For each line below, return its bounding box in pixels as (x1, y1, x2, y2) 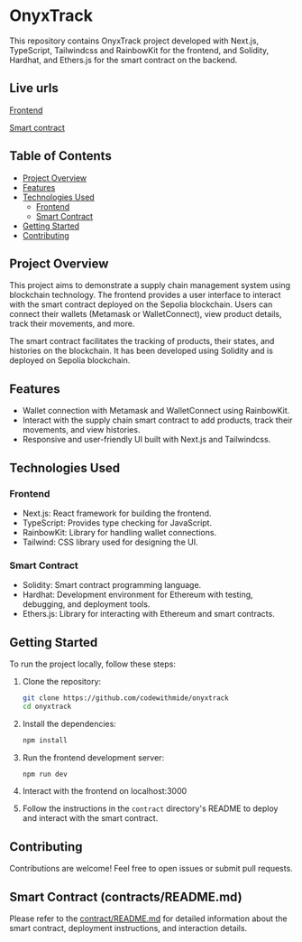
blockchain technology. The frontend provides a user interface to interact (9, 290, 281, 301)
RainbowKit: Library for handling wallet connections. (22, 527, 217, 537)
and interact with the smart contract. (22, 813, 159, 824)
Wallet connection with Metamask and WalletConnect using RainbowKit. (22, 406, 290, 416)
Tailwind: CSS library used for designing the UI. (22, 536, 198, 547)
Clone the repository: (22, 676, 102, 686)
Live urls (9, 80, 59, 96)
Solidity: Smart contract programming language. (22, 580, 202, 591)
